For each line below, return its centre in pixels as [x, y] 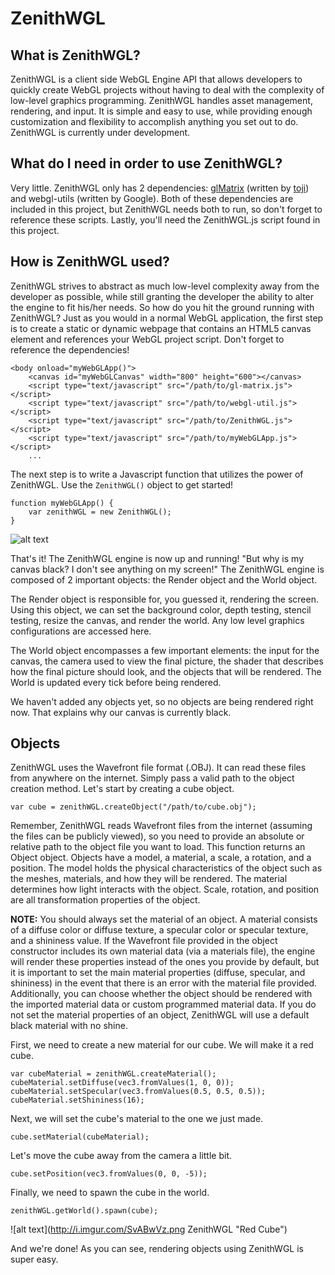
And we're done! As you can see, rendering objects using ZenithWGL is [157, 1249]
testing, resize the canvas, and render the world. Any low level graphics [157, 620]
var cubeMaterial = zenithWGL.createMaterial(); [113, 1074]
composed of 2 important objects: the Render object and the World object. [164, 579]
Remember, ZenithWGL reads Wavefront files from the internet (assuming [161, 826]
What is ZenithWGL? [75, 55]
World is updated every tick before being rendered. [116, 682]
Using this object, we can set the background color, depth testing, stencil [161, 609]
